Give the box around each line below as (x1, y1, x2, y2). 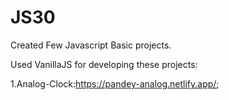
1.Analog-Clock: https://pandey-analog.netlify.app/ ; (10, 77, 220, 90)
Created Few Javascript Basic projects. (10, 39, 172, 51)
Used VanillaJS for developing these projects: (10, 58, 198, 70)
